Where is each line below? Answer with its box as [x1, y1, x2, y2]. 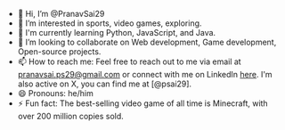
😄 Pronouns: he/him [17, 88, 94, 98]
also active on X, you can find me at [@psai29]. [17, 78, 192, 89]
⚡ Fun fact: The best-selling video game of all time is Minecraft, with [17, 98, 269, 109]
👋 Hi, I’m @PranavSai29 [17, 9, 105, 19]
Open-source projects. [17, 46, 102, 57]
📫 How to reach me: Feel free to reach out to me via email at [17, 56, 242, 67]
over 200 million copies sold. [17, 111, 125, 121]
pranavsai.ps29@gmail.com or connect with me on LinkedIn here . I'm [17, 69, 273, 79]
